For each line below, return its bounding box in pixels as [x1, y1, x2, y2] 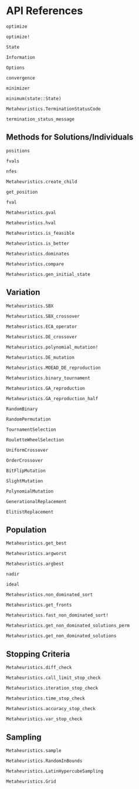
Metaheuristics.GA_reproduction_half [6, 395, 99, 401]
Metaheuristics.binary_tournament [6, 375, 91, 381]
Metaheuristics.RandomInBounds [6, 758, 83, 764]
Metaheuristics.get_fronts [6, 602, 72, 608]
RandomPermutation [6, 416, 51, 422]
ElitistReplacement [6, 509, 54, 515]
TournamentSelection [6, 427, 57, 432]
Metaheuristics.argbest [6, 561, 65, 567]
